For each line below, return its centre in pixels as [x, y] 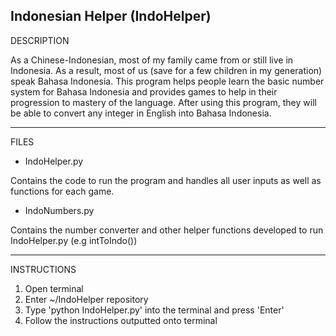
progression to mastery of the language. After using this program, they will [163, 102]
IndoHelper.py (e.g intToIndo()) [74, 240]
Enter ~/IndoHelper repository [86, 299]
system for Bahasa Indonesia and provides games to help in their [144, 91]
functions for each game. [62, 191]
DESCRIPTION [40, 40]
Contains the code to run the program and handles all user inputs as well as [166, 180]
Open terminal [54, 288]
